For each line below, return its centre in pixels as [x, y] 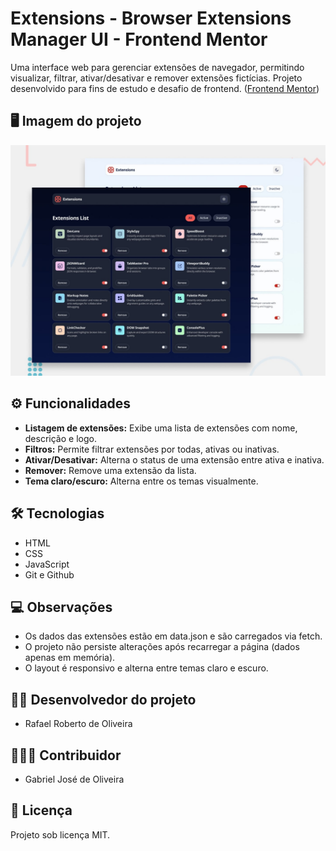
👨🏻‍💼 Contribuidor [66, 755]
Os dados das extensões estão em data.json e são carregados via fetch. [173, 636]
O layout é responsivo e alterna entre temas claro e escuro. [146, 668]
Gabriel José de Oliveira [74, 779]
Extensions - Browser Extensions [151, 18]
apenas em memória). [70, 658]
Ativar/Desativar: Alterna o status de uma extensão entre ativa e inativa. [174, 459]
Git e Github [49, 574]
